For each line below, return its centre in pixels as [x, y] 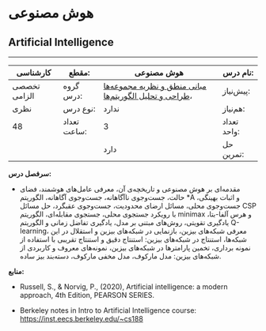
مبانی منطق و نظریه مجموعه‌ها [155, 86]
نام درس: [238, 73]
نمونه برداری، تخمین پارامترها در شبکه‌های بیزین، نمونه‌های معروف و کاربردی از [135, 248]
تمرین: [233, 154]
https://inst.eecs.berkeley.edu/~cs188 [82, 319]
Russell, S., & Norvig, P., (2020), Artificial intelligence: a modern [123, 287]
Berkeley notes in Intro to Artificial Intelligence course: [108, 310]
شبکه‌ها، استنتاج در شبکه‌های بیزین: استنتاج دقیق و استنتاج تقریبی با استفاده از [133, 239]
